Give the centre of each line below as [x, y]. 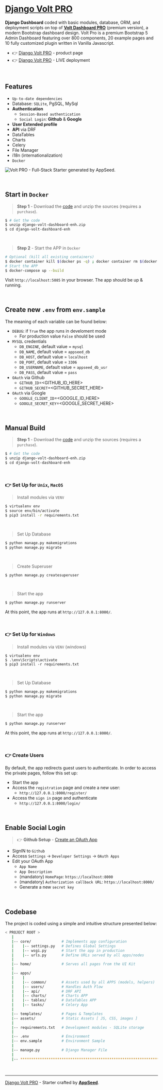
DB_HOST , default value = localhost [54, 357]
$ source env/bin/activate [32, 511]
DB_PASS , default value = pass [48, 372]
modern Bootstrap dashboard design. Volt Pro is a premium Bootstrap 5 [76, 33]
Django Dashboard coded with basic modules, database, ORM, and [73, 22]
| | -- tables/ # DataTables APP [54, 1001]
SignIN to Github [28, 851]
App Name [28, 867]
